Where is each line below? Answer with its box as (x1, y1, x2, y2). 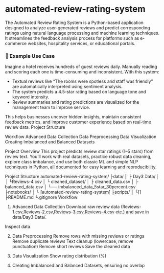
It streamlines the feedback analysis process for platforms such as (5, 35, 140, 41)
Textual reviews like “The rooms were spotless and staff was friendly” (12, 78, 153, 84)
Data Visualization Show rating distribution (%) (12, 253, 107, 259)
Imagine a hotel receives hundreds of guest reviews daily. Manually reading (5, 64, 158, 69)
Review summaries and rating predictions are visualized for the (12, 99, 140, 105)
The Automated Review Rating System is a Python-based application (5, 20, 143, 25)
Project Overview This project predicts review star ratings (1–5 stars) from (5, 148, 154, 155)
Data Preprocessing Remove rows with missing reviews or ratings (12, 233, 144, 239)
